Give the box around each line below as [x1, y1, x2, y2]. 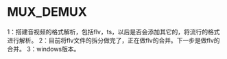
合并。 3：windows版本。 [7, 45, 80, 53]
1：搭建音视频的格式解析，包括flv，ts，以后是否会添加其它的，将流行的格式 [7, 27, 221, 36]
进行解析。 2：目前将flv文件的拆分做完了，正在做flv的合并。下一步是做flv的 [7, 36, 221, 45]
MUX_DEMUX [7, 4, 88, 20]
